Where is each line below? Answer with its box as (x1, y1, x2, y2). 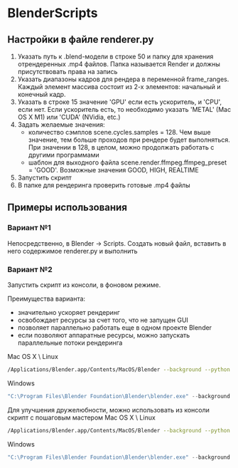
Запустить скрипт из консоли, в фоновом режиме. (7, 280, 161, 289)
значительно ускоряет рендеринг (17, 308, 120, 316)
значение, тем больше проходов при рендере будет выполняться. (28, 135, 231, 144)
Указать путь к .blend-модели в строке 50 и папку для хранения (17, 52, 214, 61)
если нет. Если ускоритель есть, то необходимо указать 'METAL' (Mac (17, 105, 232, 113)
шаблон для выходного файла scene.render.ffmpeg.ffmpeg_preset (28, 158, 227, 167)
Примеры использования (7, 202, 128, 214)
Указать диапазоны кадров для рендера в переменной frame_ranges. (17, 75, 229, 83)
